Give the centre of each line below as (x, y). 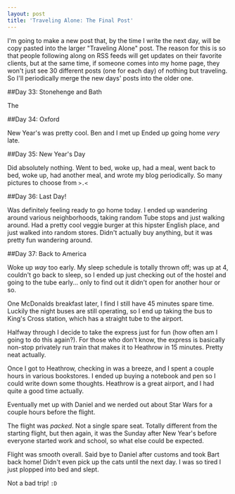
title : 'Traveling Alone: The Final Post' (70, 20)
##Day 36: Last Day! (37, 196)
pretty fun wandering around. (50, 240)
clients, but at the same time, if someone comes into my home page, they (114, 63)
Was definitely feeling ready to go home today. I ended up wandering (107, 210)
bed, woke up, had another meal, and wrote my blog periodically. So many (115, 175)
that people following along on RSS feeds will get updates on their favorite (115, 55)
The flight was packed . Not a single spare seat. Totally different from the (113, 426)
